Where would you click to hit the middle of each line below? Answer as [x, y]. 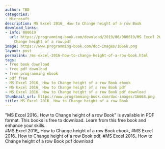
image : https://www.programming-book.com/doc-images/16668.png [71, 46]
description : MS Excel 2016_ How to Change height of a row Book [73, 23]
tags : [11, 60]
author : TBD [17, 10]
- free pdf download [26, 69]
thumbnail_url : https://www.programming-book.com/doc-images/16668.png [80, 96]
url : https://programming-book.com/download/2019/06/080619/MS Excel [82, 37]
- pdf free [16, 78]
